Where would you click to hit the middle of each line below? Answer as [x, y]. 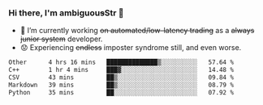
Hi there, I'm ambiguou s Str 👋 [66, 13]
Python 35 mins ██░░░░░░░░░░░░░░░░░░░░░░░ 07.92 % [121, 92]
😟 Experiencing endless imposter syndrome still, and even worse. [131, 48]
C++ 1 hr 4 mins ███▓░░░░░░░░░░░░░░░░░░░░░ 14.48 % [121, 70]
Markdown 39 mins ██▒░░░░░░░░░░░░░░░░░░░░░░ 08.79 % [121, 85]
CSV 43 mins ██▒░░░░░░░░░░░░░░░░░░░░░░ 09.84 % [121, 78]
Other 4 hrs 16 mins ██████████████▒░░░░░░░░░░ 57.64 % [121, 63]
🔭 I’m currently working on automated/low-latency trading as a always [137, 31]
